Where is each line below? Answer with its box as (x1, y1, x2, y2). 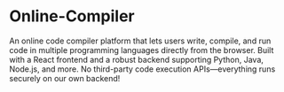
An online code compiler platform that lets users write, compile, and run (9, 35, 272, 46)
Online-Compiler (9, 6, 135, 27)
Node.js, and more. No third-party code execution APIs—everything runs (9, 64, 276, 74)
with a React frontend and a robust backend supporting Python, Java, (9, 54, 264, 65)
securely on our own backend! (9, 73, 121, 83)
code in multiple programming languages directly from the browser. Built (9, 44, 274, 55)
